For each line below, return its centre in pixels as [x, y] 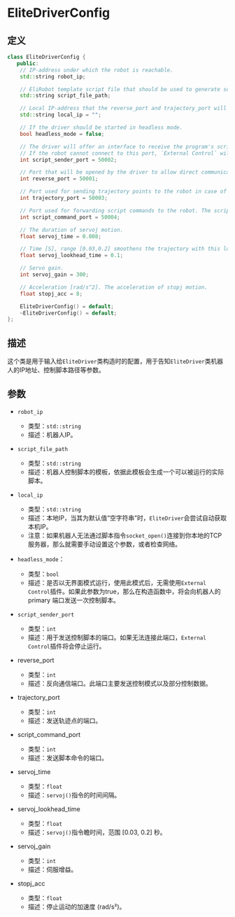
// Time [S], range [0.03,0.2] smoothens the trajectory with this [120, 249]
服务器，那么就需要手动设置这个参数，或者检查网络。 [105, 544]
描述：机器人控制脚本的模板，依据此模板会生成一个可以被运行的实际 [126, 471]
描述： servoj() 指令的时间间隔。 [74, 795]
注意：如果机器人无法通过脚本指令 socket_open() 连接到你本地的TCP [125, 535]
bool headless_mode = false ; [62, 134]
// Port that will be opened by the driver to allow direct [109, 172]
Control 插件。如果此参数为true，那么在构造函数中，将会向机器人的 [124, 591]
